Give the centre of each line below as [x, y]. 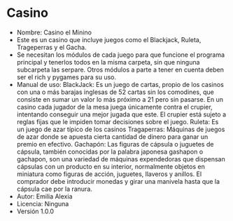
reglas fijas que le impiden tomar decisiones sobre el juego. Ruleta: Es [118, 121]
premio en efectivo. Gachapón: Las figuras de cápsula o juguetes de [115, 144]
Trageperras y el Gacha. [51, 47]
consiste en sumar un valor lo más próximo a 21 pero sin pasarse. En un [120, 99]
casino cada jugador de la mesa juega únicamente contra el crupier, [114, 107]
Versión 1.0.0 [35, 211]
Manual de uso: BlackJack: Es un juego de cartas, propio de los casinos [120, 84]
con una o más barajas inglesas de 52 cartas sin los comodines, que [115, 92]
